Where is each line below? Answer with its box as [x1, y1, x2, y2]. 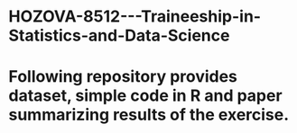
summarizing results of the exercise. [8, 105, 290, 125]
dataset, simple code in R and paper [8, 85, 283, 106]
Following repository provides [8, 66, 238, 87]
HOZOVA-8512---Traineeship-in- [8, 6, 262, 27]
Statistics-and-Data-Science [8, 25, 230, 46]
